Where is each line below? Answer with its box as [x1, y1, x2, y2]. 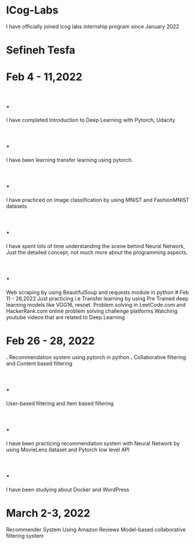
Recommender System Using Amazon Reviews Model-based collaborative [6, 526, 186, 533]
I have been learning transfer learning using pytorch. [6, 157, 133, 164]
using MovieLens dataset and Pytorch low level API [6, 446, 130, 453]
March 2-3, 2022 [6, 506, 90, 520]
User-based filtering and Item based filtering [6, 400, 114, 407]
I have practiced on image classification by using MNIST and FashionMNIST [6, 197, 190, 204]
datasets [6, 203, 28, 210]
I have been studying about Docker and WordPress [6, 486, 129, 493]
